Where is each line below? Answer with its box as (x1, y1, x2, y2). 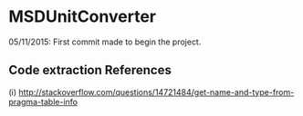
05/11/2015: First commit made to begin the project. (8, 36, 202, 47)
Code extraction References (8, 63, 172, 78)
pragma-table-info (8, 96, 78, 107)
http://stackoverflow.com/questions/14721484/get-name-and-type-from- (18, 86, 295, 97)
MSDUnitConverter (8, 6, 157, 27)
